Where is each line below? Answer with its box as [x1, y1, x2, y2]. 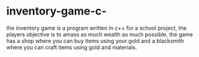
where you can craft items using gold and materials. [6, 44, 137, 51]
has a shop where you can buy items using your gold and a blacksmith [6, 37, 184, 44]
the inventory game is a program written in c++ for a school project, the [6, 24, 187, 32]
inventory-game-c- [6, 4, 107, 18]
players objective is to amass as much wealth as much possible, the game [6, 30, 193, 38]
